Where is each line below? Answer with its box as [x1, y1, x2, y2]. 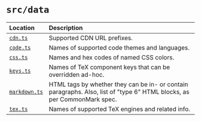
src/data [6, 4, 50, 16]
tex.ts [9, 105, 28, 112]
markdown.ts [9, 88, 44, 95]
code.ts [9, 44, 31, 51]
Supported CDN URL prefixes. [48, 34, 133, 42]
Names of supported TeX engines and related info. [48, 105, 190, 113]
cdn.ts [9, 34, 28, 41]
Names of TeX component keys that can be [48, 63, 170, 71]
